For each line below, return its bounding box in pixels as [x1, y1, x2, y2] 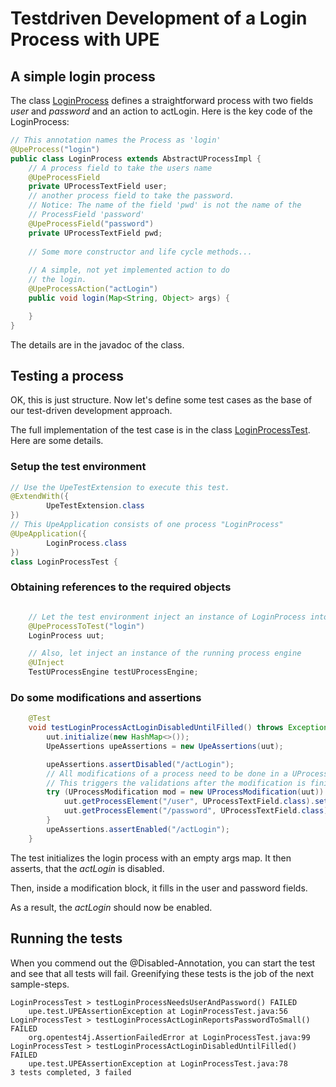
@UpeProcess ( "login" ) [10, 144, 101, 154]
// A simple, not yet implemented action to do [28, 265, 230, 276]
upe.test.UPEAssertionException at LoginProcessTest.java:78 [28, 1058, 288, 1069]
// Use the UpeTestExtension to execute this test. [10, 482, 230, 492]
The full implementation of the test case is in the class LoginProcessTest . [10, 424, 311, 436]
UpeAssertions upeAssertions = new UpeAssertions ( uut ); [46, 741, 284, 751]
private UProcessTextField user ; [28, 182, 168, 192]
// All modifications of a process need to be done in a [46, 768, 288, 779]
